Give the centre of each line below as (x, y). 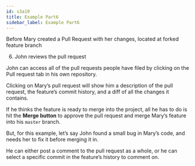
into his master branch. (33, 122)
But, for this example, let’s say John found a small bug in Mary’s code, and (96, 133)
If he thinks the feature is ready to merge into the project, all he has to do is (97, 110)
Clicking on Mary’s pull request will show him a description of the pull (90, 86)
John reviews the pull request (50, 57)
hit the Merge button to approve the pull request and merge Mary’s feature (96, 116)
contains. (17, 98)
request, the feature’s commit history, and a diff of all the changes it (88, 92)
